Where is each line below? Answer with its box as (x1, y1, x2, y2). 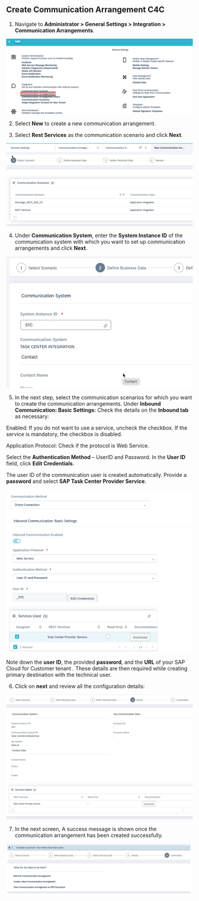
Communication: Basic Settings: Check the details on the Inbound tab (14, 406, 189, 413)
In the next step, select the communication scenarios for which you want (14, 394, 192, 401)
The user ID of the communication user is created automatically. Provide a (6, 471, 187, 478)
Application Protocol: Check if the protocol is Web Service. (6, 442, 149, 449)
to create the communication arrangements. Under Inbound (14, 400, 161, 407)
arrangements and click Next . (14, 244, 88, 251)
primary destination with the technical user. (6, 671, 112, 678)
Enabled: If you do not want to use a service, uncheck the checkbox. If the (6, 424, 188, 431)
